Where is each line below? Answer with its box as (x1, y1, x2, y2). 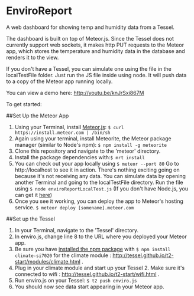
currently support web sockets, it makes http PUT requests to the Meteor (6, 41, 185, 48)
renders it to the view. (6, 54, 59, 61)
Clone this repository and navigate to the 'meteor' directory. (14, 147, 161, 154)
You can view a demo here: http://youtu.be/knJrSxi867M (6, 89, 144, 96)
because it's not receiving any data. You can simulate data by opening (14, 172, 186, 179)
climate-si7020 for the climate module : (14, 252, 111, 259)
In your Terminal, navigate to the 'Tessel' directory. (14, 226, 139, 233)
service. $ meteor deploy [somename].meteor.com (14, 203, 134, 211)
